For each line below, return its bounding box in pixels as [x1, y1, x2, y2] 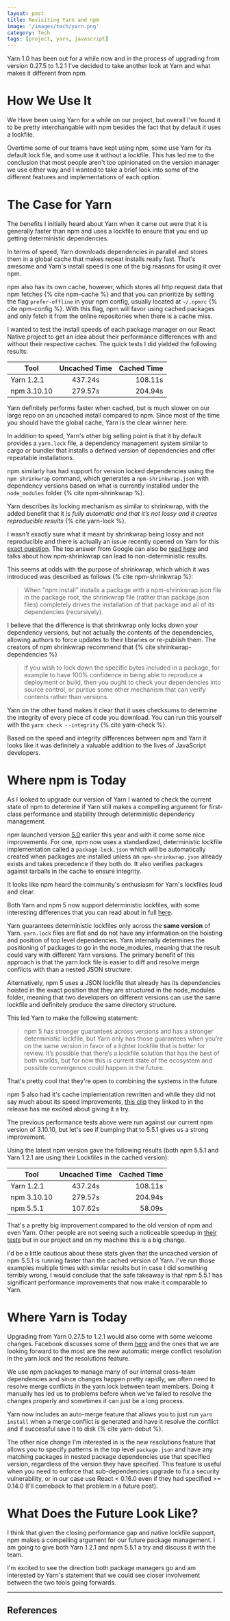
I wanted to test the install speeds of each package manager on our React [7, 326, 216, 333]
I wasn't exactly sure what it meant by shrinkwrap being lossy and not [7, 530, 204, 538]
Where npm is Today [7, 773, 127, 789]
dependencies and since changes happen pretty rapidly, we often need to [7, 1374, 216, 1383]
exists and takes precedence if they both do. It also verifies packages [7, 859, 203, 868]
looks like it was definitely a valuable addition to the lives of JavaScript [7, 741, 207, 749]
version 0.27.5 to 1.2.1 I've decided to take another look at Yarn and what [7, 62, 211, 70]
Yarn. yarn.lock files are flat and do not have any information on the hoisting [7, 929, 222, 937]
